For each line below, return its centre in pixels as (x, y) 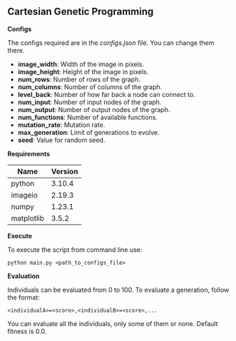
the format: (24, 297)
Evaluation (24, 276)
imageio (24, 195)
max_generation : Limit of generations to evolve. (88, 132)
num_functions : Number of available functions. (88, 117)
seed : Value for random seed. (61, 140)
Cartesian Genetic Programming (81, 12)
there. (16, 50)
